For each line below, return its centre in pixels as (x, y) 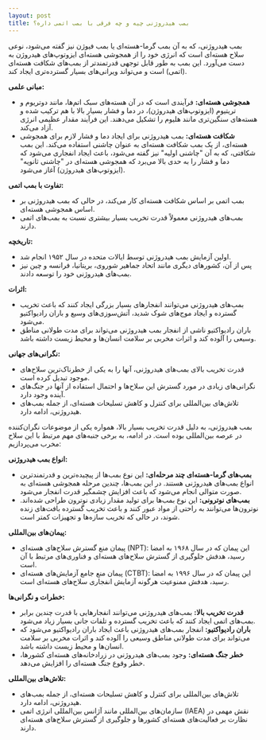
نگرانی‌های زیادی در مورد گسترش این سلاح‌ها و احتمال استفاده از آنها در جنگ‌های (137, 386)
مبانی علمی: (27, 86)
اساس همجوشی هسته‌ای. (57, 208)
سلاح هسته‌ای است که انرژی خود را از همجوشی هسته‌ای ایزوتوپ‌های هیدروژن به (126, 54)
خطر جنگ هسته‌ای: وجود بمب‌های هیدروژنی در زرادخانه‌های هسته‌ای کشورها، (131, 654)
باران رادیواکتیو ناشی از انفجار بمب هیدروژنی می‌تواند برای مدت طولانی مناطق (135, 329)
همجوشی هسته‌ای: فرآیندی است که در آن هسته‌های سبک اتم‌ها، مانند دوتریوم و (135, 102)
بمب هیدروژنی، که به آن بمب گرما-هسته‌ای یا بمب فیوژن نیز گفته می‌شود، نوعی (125, 45)
